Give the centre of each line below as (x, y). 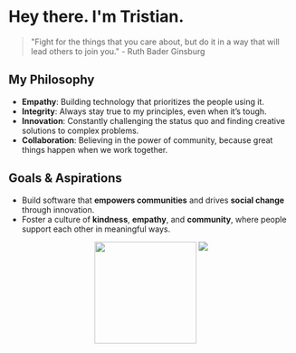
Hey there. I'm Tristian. (96, 17)
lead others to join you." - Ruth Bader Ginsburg (118, 51)
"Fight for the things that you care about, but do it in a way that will (155, 42)
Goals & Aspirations (66, 178)
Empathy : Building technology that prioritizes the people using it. (143, 101)
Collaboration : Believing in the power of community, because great (147, 140)
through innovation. (58, 209)
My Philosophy (52, 80)
